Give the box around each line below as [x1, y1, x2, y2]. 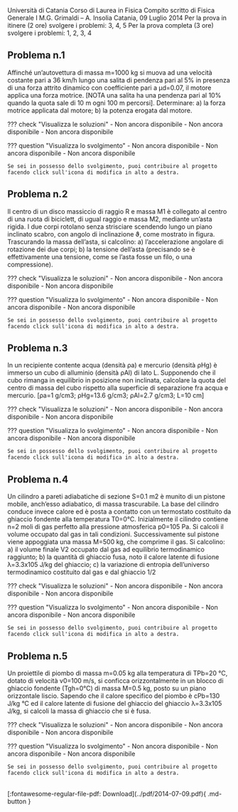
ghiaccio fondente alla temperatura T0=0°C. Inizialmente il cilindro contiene [7, 515, 229, 524]
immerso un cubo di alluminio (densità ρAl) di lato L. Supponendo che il [7, 368, 216, 377]
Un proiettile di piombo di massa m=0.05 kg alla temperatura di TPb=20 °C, [7, 669, 228, 677]
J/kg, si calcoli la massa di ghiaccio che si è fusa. [7, 707, 151, 715]
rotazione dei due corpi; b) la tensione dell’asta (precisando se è [7, 245, 195, 254]
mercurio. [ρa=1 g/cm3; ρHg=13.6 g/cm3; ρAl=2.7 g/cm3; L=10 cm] [7, 391, 205, 400]
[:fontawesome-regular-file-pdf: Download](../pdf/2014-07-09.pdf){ [7, 790, 207, 798]
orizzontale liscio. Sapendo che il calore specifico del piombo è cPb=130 [7, 692, 220, 700]
